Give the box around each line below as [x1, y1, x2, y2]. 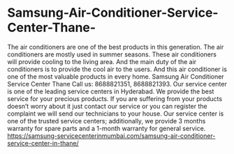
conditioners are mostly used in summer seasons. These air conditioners [7, 50, 217, 59]
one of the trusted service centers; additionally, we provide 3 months [7, 116, 206, 125]
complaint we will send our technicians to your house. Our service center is [7, 109, 224, 118]
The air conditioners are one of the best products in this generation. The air [7, 43, 224, 51]
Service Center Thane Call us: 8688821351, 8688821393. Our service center [7, 79, 227, 88]
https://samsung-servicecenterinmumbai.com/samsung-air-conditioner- [7, 131, 216, 140]
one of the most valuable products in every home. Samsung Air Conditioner [7, 72, 225, 81]
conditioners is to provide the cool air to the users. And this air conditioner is [7, 65, 227, 73]
